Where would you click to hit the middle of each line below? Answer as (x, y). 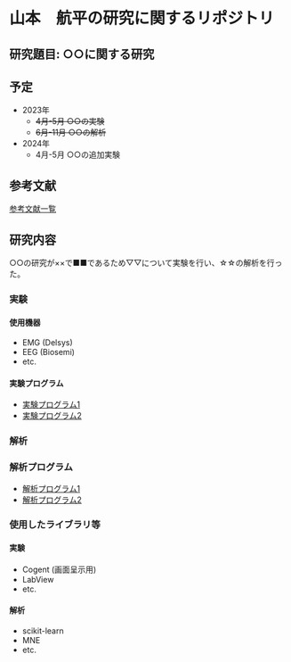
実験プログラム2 (52, 416)
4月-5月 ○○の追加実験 (77, 155)
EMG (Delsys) (47, 343)
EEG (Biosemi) (48, 352)
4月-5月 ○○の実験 (70, 121)
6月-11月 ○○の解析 (71, 132)
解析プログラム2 (52, 500)
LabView (38, 579)
